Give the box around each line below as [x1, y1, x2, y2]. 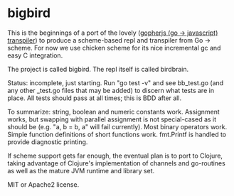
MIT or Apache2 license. [7, 180, 80, 189]
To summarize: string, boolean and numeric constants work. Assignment [7, 107, 220, 116]
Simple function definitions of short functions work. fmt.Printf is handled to [7, 130, 226, 138]
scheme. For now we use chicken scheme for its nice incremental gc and [7, 43, 221, 52]
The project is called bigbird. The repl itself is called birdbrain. [7, 65, 189, 73]
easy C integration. [7, 51, 63, 60]
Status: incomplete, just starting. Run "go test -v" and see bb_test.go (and [7, 78, 224, 87]
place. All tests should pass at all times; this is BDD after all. [7, 94, 182, 102]
